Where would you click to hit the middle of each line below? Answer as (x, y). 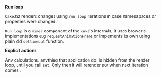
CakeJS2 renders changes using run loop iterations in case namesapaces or (81, 16)
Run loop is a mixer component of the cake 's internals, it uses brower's (75, 31)
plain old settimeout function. (35, 41)
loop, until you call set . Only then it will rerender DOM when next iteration (77, 65)
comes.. (13, 70)
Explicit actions (21, 51)
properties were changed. (31, 22)
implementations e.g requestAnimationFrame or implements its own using (78, 36)
